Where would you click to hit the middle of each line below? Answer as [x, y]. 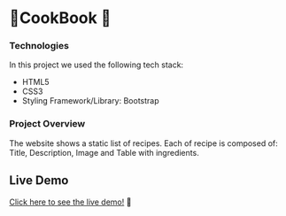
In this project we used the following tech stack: [97, 65]
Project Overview [47, 124]
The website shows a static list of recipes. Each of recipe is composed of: [144, 143]
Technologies [39, 46]
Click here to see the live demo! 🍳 [70, 202]
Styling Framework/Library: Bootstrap [90, 101]
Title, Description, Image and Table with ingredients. [104, 152]
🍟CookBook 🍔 [60, 18]
